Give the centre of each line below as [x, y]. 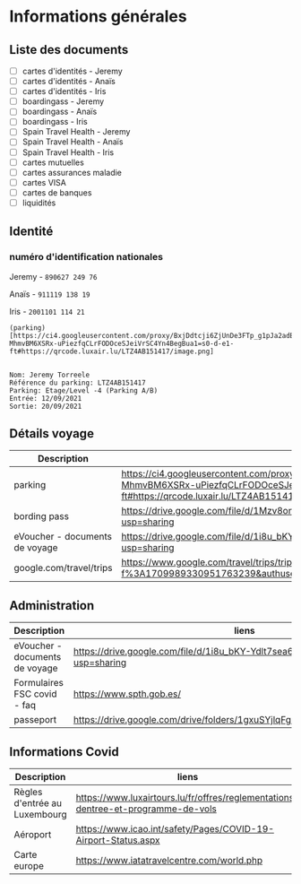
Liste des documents [69, 50]
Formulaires [39, 683]
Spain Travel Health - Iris [68, 152]
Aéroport [33, 834]
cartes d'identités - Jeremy [72, 71]
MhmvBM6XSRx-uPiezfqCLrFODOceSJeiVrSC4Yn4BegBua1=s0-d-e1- [122, 343]
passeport [35, 720]
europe [29, 866]
